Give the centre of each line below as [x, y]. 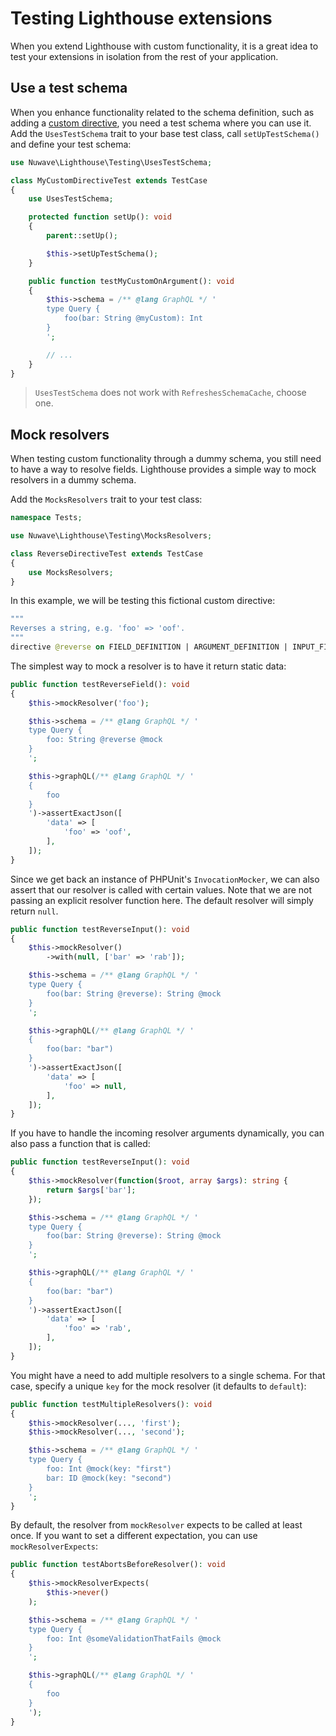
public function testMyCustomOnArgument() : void [131, 281]
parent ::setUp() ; [82, 236]
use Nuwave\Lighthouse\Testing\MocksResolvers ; [111, 536]
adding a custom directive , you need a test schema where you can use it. [161, 123]
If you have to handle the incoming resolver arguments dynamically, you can [167, 1133]
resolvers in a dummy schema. [73, 480]
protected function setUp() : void [100, 217]
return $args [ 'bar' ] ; [91, 1190]
